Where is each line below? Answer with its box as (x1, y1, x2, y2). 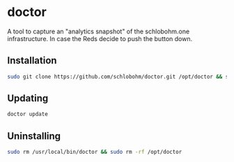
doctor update (7, 111, 49, 118)
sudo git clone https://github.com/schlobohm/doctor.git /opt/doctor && (7, 73, 223, 80)
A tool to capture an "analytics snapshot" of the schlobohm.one (7, 27, 190, 35)
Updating (7, 92, 49, 104)
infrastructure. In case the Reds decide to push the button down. (7, 34, 193, 42)
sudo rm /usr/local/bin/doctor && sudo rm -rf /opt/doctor (7, 149, 182, 156)
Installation (7, 55, 57, 67)
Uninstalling (7, 130, 61, 142)
